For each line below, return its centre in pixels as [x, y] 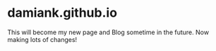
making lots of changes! [42, 39]
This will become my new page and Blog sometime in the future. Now [108, 32]
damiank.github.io [62, 13]
